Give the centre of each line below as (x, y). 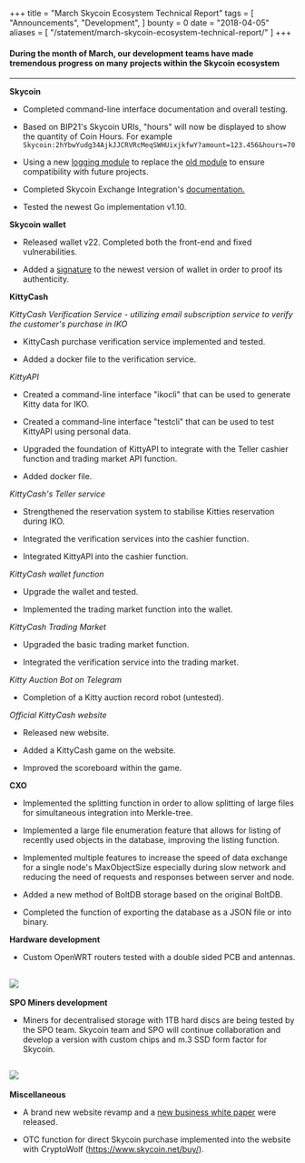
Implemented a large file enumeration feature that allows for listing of (152, 830)
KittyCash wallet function (57, 574)
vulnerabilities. (50, 252)
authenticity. (46, 279)
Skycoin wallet (38, 225)
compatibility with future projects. (85, 172)
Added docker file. (57, 476)
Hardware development (55, 939)
